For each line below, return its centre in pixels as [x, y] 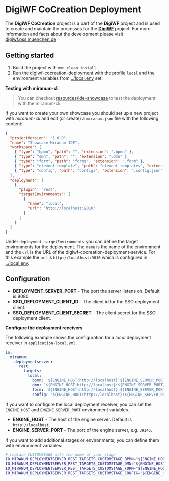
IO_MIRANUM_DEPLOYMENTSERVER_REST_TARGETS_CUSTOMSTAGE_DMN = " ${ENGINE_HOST [85, 464]
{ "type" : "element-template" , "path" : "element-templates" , [79, 166]
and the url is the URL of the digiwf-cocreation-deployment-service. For [80, 252]
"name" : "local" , [46, 203]
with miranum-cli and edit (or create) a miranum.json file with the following [82, 118]
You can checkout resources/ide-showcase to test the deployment [87, 98]
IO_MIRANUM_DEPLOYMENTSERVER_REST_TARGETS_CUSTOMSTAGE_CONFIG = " [74, 473]
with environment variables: [34, 445]
